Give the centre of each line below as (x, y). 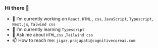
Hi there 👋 (17, 8)
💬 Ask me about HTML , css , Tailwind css (52, 35)
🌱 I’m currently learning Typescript (48, 29)
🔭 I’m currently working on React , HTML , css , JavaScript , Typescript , (83, 19)
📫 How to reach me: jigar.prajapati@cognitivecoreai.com (74, 40)
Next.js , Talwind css (34, 24)
